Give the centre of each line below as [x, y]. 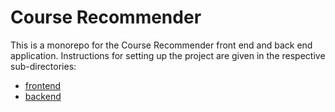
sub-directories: [43, 66]
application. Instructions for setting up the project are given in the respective [168, 55]
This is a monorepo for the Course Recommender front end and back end [161, 45]
